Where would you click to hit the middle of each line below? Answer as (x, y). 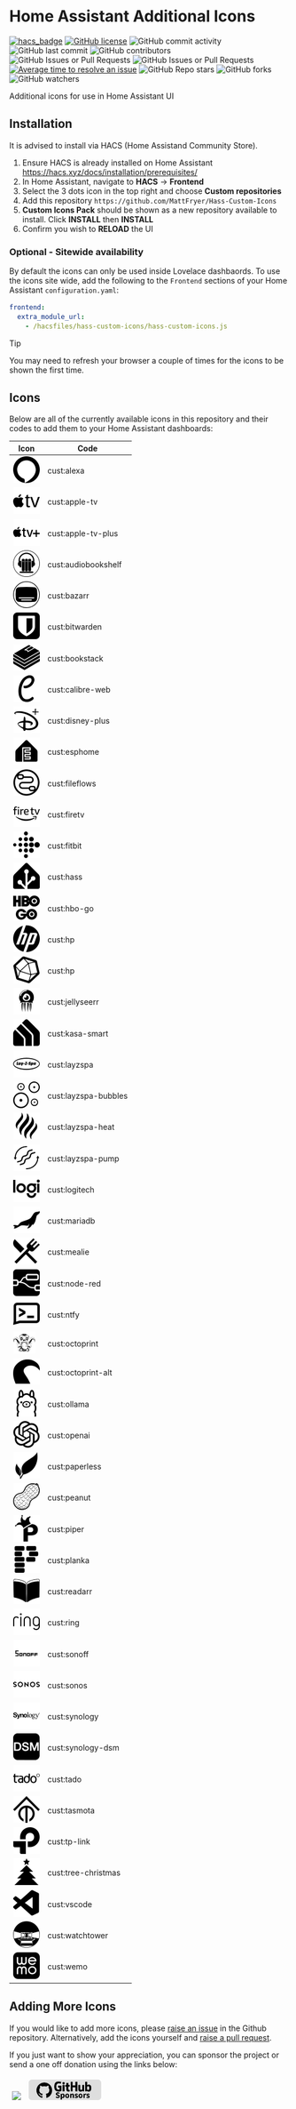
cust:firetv (66, 814)
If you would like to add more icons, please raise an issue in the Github (138, 2028)
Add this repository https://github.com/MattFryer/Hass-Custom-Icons (149, 200)
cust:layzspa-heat (81, 1127)
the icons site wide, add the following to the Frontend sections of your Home (148, 281)
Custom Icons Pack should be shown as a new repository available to (149, 210)
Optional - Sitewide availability (77, 252)
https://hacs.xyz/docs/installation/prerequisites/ (109, 172)
